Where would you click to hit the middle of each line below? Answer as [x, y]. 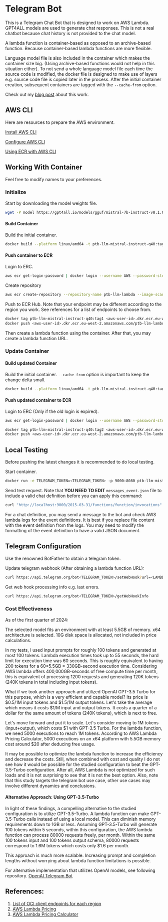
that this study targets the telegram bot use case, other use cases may [78, 780]
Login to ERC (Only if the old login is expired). [52, 411]
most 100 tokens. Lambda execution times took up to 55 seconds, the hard [82, 655]
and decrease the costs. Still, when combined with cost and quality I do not [82, 759]
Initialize [16, 192]
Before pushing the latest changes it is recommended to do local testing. [80, 462]
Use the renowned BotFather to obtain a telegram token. [63, 558]
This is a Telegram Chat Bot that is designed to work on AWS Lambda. [77, 23]
